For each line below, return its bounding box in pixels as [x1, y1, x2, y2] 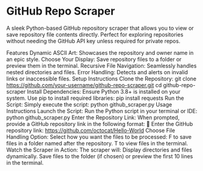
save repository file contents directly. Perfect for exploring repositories [6, 30, 184, 38]
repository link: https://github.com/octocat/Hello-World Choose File [6, 127, 175, 134]
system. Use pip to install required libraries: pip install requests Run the [6, 94, 184, 102]
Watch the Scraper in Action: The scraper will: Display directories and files [6, 146, 193, 153]
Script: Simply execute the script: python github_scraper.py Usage [6, 100, 172, 108]
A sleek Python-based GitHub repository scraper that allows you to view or [6, 24, 194, 32]
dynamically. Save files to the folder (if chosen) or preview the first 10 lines [6, 152, 193, 159]
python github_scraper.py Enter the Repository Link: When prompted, [6, 114, 180, 121]
